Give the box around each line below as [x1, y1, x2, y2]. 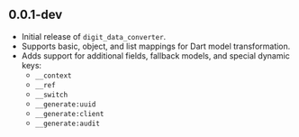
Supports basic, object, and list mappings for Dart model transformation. [21, 41, 291, 51]
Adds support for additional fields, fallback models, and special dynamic [21, 50, 290, 61]
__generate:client [34, 109, 104, 118]
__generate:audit [34, 119, 101, 128]
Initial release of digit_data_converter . [21, 31, 167, 41]
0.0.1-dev [8, 7, 63, 23]
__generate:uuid [34, 99, 96, 109]
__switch [34, 90, 68, 99]
